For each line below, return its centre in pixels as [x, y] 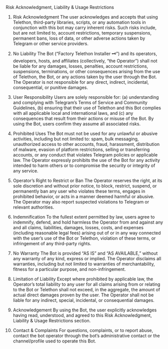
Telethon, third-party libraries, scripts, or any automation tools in [79, 22]
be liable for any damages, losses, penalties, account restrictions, [80, 66]
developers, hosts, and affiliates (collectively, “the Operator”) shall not [85, 61]
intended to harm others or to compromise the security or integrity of [84, 165]
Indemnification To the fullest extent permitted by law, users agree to [84, 217]
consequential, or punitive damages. [50, 88]
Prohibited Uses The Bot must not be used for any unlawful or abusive [85, 133]
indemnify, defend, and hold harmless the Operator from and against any [88, 222]
